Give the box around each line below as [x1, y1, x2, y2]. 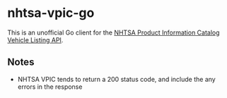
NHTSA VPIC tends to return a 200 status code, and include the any [17, 75, 216, 83]
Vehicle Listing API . [7, 35, 64, 44]
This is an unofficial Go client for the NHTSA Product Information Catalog [7, 28, 221, 37]
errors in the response [17, 82, 83, 91]
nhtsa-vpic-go [7, 5, 95, 21]
